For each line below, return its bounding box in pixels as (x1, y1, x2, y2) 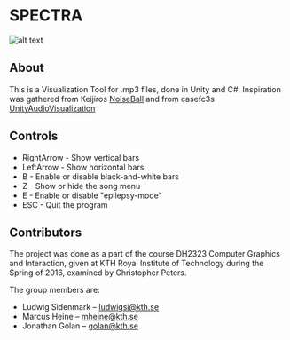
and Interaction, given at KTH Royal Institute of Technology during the (9, 258, 264, 269)
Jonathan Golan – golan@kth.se (21, 320, 139, 331)
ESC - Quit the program (21, 199, 108, 210)
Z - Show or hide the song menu (21, 180, 141, 191)
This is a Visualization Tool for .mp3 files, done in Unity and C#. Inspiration (9, 83, 281, 94)
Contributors (9, 225, 82, 240)
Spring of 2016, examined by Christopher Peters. (9, 267, 188, 278)
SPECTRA (9, 5, 83, 26)
